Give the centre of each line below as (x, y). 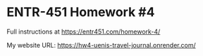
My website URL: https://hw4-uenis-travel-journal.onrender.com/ (101, 45)
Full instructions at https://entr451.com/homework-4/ (84, 31)
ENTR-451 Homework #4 (81, 12)
